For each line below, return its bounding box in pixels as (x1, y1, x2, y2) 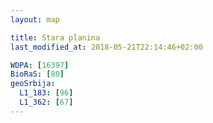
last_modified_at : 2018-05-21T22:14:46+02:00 (10, 42, 203, 52)
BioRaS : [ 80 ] (10, 69, 65, 80)
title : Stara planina (10, 32, 101, 43)
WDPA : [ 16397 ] (10, 60, 70, 70)
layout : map (10, 14, 60, 25)
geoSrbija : (10, 79, 56, 89)
